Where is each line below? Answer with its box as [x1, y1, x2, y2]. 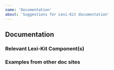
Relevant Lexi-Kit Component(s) [5, 45, 84, 52]
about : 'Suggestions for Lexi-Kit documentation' [5, 12, 110, 17]
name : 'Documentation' [5, 7, 52, 12]
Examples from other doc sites [5, 58, 80, 65]
